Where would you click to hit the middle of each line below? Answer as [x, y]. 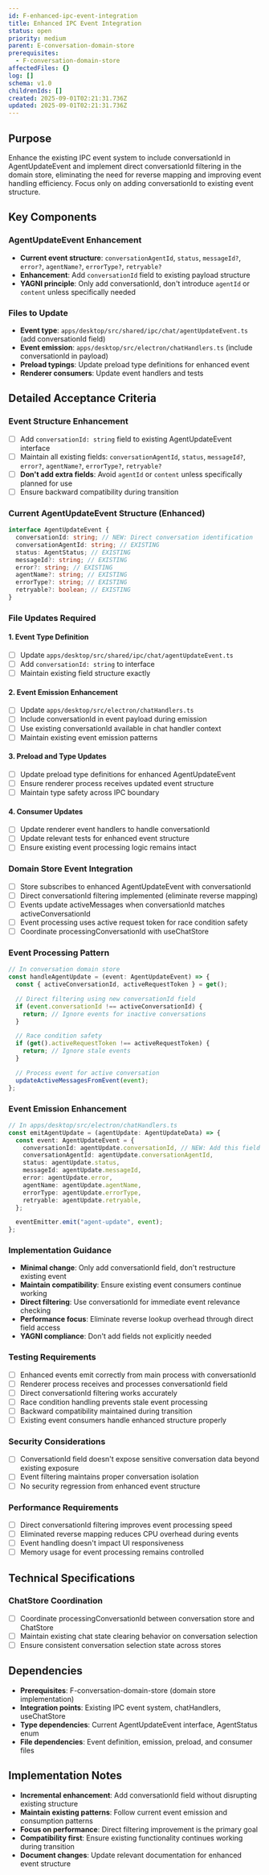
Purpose [30, 138]
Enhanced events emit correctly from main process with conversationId [138, 1375]
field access [40, 1328]
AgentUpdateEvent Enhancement [75, 240]
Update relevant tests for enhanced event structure [105, 838]
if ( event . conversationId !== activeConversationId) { [109, 1006]
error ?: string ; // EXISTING [64, 567]
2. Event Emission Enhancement [63, 692]
